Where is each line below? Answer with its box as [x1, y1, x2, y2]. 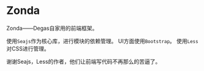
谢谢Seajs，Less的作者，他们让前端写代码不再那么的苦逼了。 [6, 58, 161, 65]
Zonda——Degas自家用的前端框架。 [6, 24, 98, 32]
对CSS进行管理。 [6, 45, 50, 52]
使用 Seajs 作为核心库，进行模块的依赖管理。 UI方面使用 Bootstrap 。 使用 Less [6, 37, 198, 44]
